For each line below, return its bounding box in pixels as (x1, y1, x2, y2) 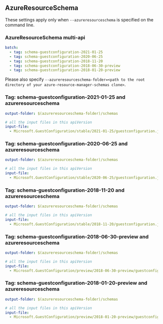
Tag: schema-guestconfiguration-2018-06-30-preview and (5, 233, 149, 240)
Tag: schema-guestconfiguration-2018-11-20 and (5, 187, 125, 194)
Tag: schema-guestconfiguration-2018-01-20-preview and (5, 280, 147, 287)
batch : (5, 45, 18, 50)
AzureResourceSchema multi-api (5, 34, 85, 41)
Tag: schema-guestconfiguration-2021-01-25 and (5, 94, 126, 101)
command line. (5, 22, 35, 28)
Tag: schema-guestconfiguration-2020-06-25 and (5, 141, 128, 147)
